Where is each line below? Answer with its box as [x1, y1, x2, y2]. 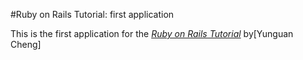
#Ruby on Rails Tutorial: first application [10, 9, 175, 20]
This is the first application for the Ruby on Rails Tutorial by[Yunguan [10, 28, 294, 39]
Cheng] [10, 39, 42, 50]
